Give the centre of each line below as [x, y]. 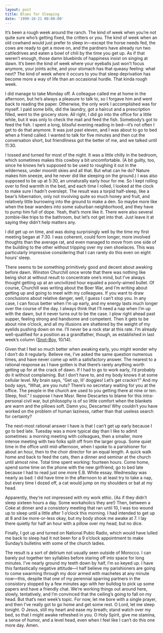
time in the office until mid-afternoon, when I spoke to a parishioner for [76, 447]
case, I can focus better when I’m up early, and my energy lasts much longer [81, 303]
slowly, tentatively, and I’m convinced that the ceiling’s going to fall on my [78, 594]
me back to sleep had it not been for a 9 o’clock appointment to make [74, 538]
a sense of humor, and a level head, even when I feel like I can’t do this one [80, 620]
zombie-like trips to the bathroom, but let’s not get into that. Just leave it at [80, 217]
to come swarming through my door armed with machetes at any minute [77, 574]
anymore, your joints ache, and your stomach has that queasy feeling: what [80, 69]
